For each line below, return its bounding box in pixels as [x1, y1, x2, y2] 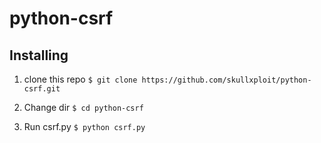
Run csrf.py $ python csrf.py [23, 121, 146, 132]
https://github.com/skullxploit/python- [141, 75, 312, 85]
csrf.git [23, 84, 61, 94]
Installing [9, 47, 69, 64]
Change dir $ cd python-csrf [23, 102, 144, 113]
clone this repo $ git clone [23, 73, 138, 85]
